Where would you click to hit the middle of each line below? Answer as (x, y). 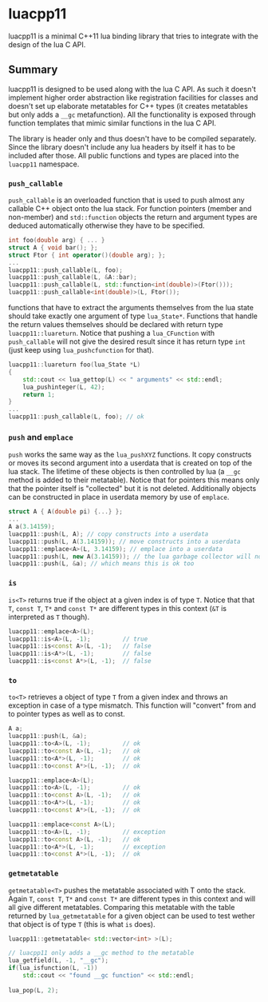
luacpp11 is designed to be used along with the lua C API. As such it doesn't (132, 89)
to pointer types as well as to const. (67, 714)
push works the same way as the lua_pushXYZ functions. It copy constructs (130, 455)
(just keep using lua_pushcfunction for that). (81, 350)
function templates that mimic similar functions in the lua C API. (112, 123)
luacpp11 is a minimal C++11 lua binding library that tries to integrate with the (134, 36)
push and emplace (41, 437)
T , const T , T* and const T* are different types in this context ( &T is (118, 608)
